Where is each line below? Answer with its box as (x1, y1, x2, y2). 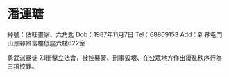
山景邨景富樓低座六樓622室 (7, 38, 85, 47)
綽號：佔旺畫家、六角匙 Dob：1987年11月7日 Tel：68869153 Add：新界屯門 (7, 30, 223, 38)
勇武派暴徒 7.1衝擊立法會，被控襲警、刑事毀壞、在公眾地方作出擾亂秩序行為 (7, 53, 222, 62)
